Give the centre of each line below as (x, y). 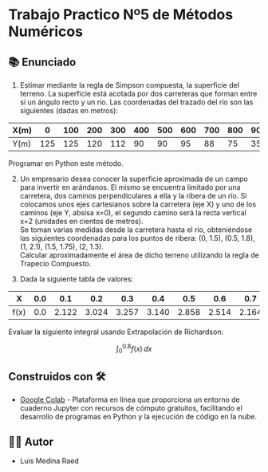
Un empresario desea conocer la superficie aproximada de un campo (134, 179)
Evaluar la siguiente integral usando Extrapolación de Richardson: (116, 332)
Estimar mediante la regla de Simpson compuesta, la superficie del (129, 85)
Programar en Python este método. (66, 163)
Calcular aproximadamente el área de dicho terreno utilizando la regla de (139, 255)
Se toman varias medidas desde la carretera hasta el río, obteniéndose (136, 230)
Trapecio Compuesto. (55, 264)
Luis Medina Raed (49, 461)
